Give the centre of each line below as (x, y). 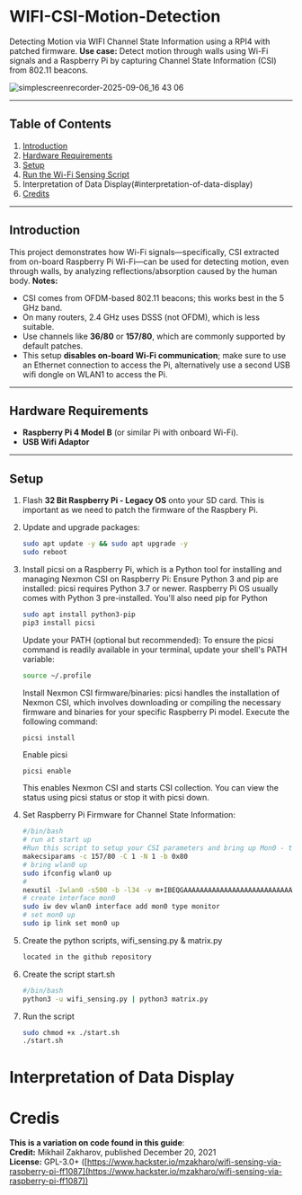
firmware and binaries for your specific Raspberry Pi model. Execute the (156, 712)
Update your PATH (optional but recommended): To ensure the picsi (148, 640)
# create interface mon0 (69, 898)
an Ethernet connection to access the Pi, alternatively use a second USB (156, 365)
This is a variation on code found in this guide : (97, 1143)
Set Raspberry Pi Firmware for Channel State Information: (129, 815)
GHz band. (42, 307)
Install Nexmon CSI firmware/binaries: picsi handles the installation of (151, 693)
